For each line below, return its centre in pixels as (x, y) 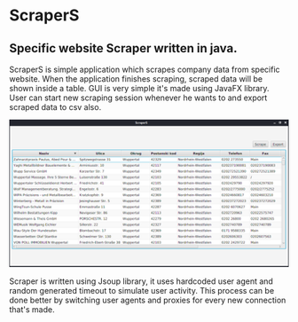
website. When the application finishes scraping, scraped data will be (136, 79)
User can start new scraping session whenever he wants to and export (138, 98)
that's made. (32, 309)
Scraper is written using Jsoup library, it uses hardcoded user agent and (141, 281)
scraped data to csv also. (55, 107)
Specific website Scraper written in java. (123, 48)
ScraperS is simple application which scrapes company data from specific (145, 69)
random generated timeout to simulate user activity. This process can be (142, 290)
